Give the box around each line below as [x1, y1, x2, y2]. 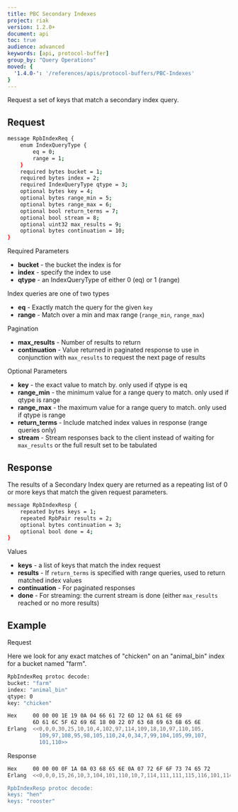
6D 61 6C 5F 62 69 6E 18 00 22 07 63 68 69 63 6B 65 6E [33, 719, 201, 726]
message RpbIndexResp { [7, 501, 78, 508]
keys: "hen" [7, 791, 42, 799]
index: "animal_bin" [7, 686, 69, 694]
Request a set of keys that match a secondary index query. [7, 96, 179, 104]
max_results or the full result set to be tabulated [17, 441, 157, 450]
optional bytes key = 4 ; [20, 188, 93, 195]
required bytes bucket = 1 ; [20, 168, 103, 175]
